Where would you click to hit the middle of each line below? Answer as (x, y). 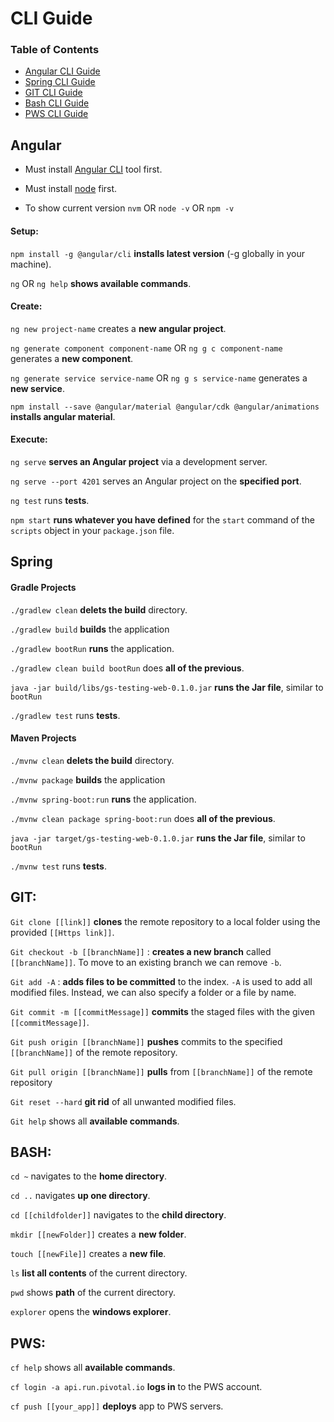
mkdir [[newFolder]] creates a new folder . (98, 1234)
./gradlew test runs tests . (65, 715)
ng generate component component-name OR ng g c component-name (146, 348)
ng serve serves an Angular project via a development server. (139, 461)
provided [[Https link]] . (62, 932)
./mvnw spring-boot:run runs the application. (103, 799)
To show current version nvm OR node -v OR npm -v (129, 208)
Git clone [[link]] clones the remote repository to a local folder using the (165, 921)
